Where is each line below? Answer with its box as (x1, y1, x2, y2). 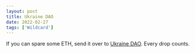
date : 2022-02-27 (6, 19, 49, 25)
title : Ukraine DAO (6, 14, 54, 20)
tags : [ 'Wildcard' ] (6, 24, 54, 31)
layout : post (6, 8, 38, 14)
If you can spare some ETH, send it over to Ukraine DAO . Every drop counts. (6, 40, 190, 47)
